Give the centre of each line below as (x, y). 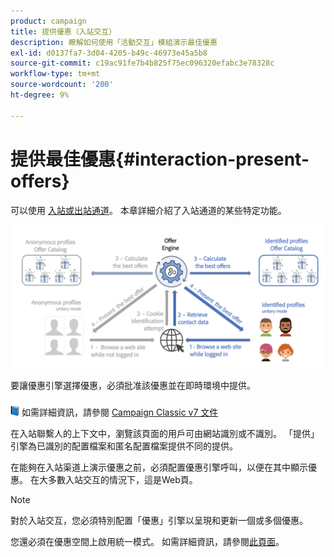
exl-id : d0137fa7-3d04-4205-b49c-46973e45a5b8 (109, 53)
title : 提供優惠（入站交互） (63, 31)
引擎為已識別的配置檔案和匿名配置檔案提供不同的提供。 (124, 446)
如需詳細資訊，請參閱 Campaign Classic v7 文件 (120, 412)
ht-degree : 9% (40, 95)
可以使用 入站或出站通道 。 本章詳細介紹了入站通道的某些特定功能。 (148, 210)
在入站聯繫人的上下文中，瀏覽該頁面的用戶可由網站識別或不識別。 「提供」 (165, 433)
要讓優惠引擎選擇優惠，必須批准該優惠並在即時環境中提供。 (133, 385)
